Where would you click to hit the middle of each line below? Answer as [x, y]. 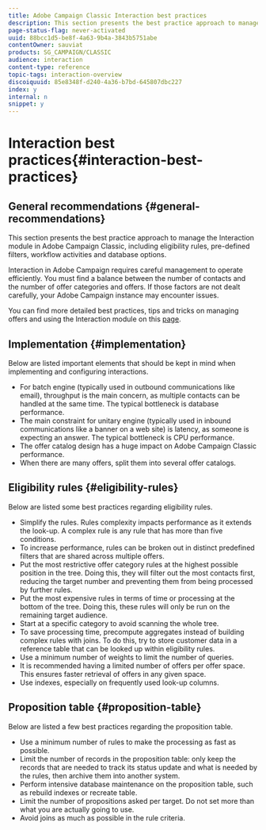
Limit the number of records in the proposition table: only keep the [127, 759]
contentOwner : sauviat [46, 45]
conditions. [38, 539]
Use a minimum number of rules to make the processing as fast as [127, 742]
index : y [23, 89]
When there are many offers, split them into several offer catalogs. [127, 463]
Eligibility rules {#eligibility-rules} [93, 488]
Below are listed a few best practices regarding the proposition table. [121, 726]
